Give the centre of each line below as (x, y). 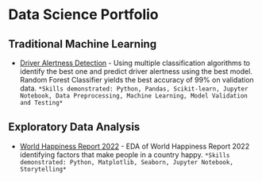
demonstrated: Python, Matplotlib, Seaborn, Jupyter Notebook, (127, 162)
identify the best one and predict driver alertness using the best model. (136, 71)
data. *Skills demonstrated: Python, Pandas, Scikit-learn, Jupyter (134, 88)
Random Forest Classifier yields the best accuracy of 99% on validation (137, 80)
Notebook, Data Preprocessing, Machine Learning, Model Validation (133, 96)
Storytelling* (43, 169)
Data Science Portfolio (83, 15)
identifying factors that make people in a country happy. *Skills (125, 154)
